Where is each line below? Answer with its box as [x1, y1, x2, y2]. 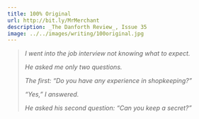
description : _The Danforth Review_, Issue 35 [7, 23, 147, 30]
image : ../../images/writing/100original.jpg [7, 30, 144, 37]
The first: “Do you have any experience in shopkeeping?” [24, 77, 193, 85]
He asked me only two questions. [24, 63, 123, 71]
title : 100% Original [7, 10, 72, 18]
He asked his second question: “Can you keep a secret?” [24, 104, 193, 113]
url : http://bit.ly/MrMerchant [7, 17, 100, 24]
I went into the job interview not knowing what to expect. [24, 49, 191, 58]
